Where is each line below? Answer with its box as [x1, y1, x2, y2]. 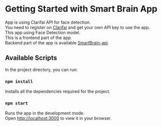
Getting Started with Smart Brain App [5, 3, 158, 14]
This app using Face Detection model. [5, 29, 81, 35]
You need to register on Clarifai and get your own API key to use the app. [5, 24, 150, 30]
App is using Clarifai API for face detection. [5, 19, 91, 25]
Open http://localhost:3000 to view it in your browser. [5, 115, 112, 121]
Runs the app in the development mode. [5, 110, 85, 116]
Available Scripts [5, 54, 57, 62]
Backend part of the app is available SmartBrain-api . [5, 40, 109, 45]
